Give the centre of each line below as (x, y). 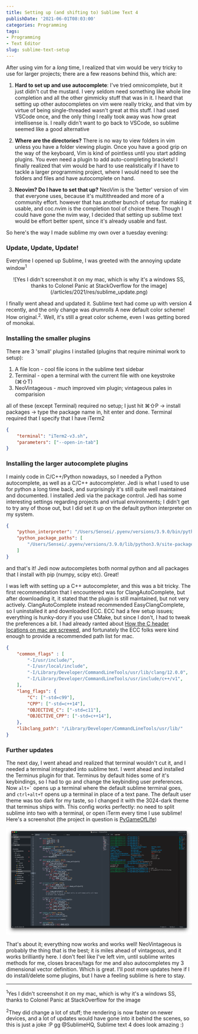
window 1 (17, 267)
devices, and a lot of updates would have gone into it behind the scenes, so (98, 1019)
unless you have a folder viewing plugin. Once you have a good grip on (101, 147)
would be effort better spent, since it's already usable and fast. (91, 221)
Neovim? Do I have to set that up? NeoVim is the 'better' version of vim (101, 190)
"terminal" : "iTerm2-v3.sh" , (52, 436)
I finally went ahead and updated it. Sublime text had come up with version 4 (99, 303)
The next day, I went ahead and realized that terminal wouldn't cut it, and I (96, 763)
